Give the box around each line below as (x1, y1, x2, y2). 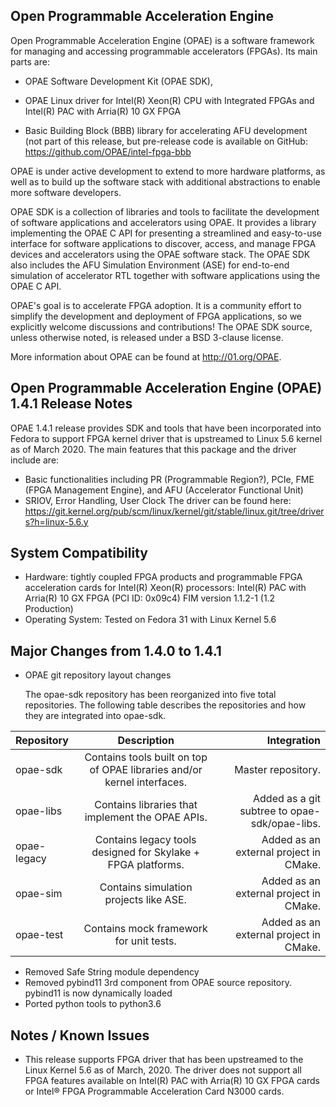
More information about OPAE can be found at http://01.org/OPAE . (10, 350, 282, 363)
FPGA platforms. (107, 858, 185, 872)
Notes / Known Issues (10, 1027, 150, 1044)
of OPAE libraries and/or (89, 763, 203, 777)
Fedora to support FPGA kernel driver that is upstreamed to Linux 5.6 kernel (10, 432, 323, 444)
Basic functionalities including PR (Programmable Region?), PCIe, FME (24, 473, 315, 485)
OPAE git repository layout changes (24, 669, 172, 681)
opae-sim (15, 887, 63, 901)
